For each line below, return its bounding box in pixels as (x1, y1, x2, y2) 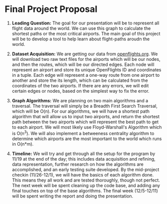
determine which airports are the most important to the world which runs (11, 136, 162, 142)
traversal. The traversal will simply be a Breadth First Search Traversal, (11, 103, 158, 109)
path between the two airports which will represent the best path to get (11, 119, 158, 125)
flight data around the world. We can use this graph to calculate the (11, 25, 151, 31)
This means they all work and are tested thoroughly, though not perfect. (11, 177, 160, 183)
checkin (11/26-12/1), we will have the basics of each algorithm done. (11, 172, 154, 178)
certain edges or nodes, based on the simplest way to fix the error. (11, 88, 149, 94)
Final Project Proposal (4, 3, 97, 15)
